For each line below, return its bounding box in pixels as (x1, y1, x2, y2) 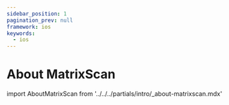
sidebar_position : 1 (6, 10, 68, 17)
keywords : (6, 29, 36, 37)
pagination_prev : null (6, 17, 73, 24)
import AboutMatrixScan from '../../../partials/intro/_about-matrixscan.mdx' (6, 90, 223, 98)
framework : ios (6, 23, 51, 30)
